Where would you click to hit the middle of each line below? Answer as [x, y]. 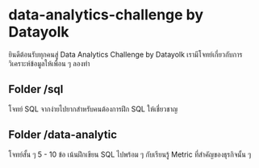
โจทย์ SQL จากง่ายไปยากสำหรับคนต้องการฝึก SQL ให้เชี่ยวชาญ [93, 109]
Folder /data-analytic [63, 135]
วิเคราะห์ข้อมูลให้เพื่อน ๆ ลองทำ [49, 63]
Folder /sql [36, 89]
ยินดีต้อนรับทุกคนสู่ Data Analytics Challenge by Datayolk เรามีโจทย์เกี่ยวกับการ [125, 54]
